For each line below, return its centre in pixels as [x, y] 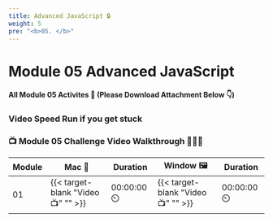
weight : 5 [25, 24]
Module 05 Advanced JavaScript [121, 71]
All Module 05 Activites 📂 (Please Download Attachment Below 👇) [122, 95]
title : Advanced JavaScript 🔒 [60, 16]
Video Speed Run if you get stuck [76, 119]
